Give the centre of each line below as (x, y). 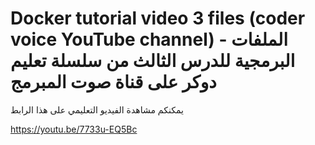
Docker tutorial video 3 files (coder (158, 18)
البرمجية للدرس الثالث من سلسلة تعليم (153, 61)
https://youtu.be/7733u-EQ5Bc (74, 129)
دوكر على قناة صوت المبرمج (113, 82)
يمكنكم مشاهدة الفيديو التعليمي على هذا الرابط (97, 109)
